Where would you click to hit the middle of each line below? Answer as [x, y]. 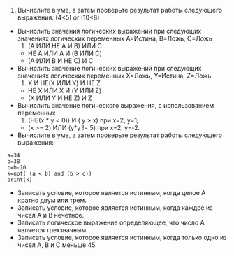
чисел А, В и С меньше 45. [57, 245]
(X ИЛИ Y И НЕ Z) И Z [60, 98]
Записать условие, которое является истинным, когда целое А [111, 193]
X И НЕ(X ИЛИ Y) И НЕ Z [64, 83]
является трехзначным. [53, 230]
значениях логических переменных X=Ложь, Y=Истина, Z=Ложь [114, 76]
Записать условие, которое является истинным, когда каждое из [115, 208]
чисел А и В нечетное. [51, 215]
